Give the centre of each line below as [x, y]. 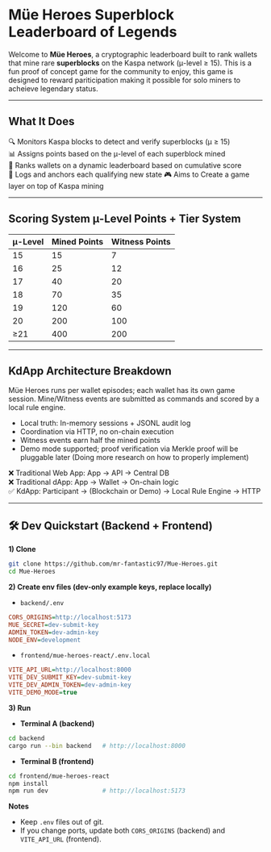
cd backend [27, 738]
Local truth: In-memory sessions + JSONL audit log [105, 423]
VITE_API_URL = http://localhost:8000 [70, 670]
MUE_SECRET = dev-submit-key [54, 624]
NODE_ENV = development [45, 640]
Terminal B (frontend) [57, 761]
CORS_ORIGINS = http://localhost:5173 [70, 617]
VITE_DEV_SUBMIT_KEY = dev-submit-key [70, 678]
